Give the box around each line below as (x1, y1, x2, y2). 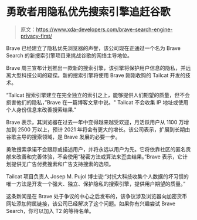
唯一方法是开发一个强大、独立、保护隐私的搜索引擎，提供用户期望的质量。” (6, 180, 186, 187)
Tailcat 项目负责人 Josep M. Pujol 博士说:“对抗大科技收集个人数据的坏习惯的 (6, 172, 189, 180)
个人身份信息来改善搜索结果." (6, 106, 77, 113)
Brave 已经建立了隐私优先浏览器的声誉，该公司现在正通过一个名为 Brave (6, 45, 181, 52)
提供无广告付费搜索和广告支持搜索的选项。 (11, 160, 114, 167)
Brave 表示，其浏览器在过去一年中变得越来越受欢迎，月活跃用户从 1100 (6, 119, 178, 126)
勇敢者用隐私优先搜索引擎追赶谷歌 (6, 5, 171, 19)
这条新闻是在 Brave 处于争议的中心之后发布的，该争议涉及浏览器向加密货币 (6, 192, 188, 199)
